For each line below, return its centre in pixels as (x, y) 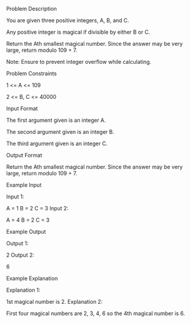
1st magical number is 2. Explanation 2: (55, 302)
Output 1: (17, 243)
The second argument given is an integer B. (60, 132)
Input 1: (15, 196)
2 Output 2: (20, 255)
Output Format (24, 155)
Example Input (24, 185)
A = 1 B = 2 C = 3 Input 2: (38, 208)
